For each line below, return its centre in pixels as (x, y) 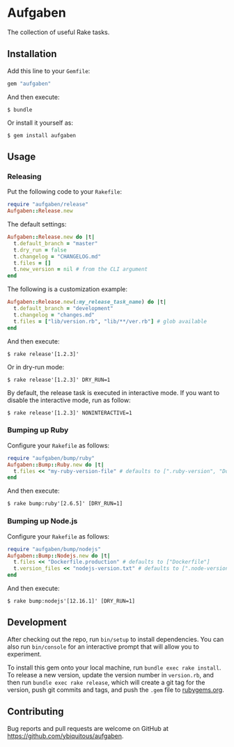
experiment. (24, 654)
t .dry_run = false (40, 250)
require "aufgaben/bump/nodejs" (54, 549)
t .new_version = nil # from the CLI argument (81, 270)
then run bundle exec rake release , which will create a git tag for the (106, 682)
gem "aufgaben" (29, 84)
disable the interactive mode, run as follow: (69, 400)
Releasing (24, 176)
